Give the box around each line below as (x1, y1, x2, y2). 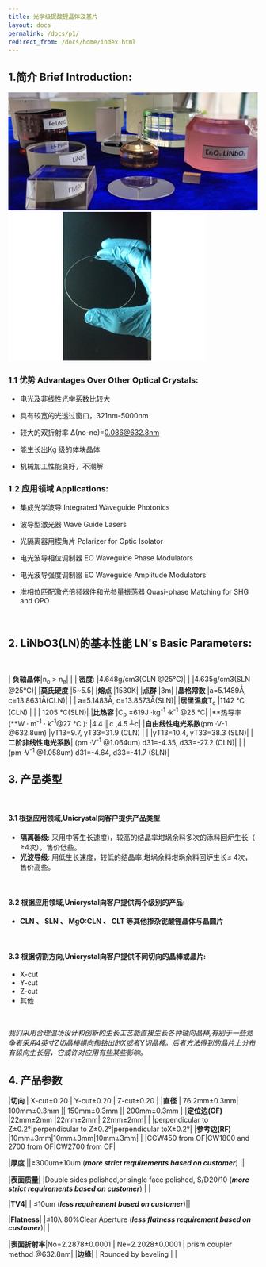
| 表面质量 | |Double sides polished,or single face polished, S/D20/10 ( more (8, 1175, 249, 1184)
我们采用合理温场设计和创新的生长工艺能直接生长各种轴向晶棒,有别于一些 (8, 1028, 247, 1038)
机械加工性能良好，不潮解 (19, 461, 104, 471)
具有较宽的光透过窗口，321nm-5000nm (19, 410, 149, 420)
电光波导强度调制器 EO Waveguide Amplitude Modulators (19, 570, 207, 580)
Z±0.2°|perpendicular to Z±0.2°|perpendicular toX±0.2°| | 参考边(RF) (8, 1124, 232, 1134)
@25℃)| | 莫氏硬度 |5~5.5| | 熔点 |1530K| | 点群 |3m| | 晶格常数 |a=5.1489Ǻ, (8, 685, 247, 695)
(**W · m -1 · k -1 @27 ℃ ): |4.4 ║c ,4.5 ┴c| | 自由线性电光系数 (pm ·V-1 (8, 718, 228, 728)
